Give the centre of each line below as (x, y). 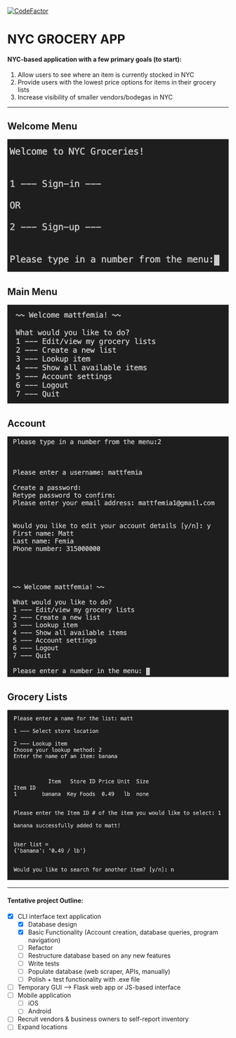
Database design (52, 924)
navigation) (44, 940)
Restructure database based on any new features (99, 956)
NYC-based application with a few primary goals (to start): (94, 59)
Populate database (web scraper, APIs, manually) (99, 971)
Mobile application (44, 995)
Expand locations (42, 1027)
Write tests (44, 963)
